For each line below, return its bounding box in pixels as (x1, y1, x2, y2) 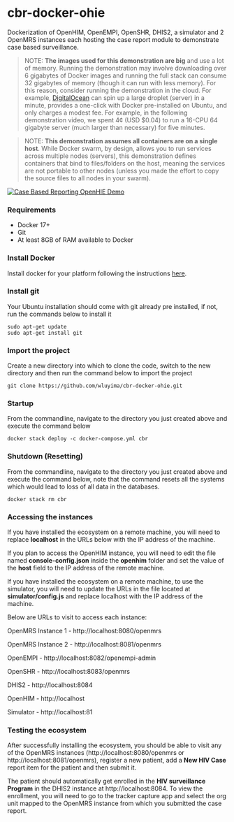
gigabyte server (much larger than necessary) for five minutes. (24, 123, 205, 131)
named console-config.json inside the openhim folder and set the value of (7, 556, 225, 565)
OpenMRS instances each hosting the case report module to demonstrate (7, 35, 219, 43)
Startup (7, 398, 34, 408)
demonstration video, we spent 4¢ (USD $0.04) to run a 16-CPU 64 (24, 115, 218, 124)
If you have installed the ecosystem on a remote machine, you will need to (7, 528, 221, 536)
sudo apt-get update (7, 323, 68, 330)
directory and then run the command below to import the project (7, 369, 193, 377)
